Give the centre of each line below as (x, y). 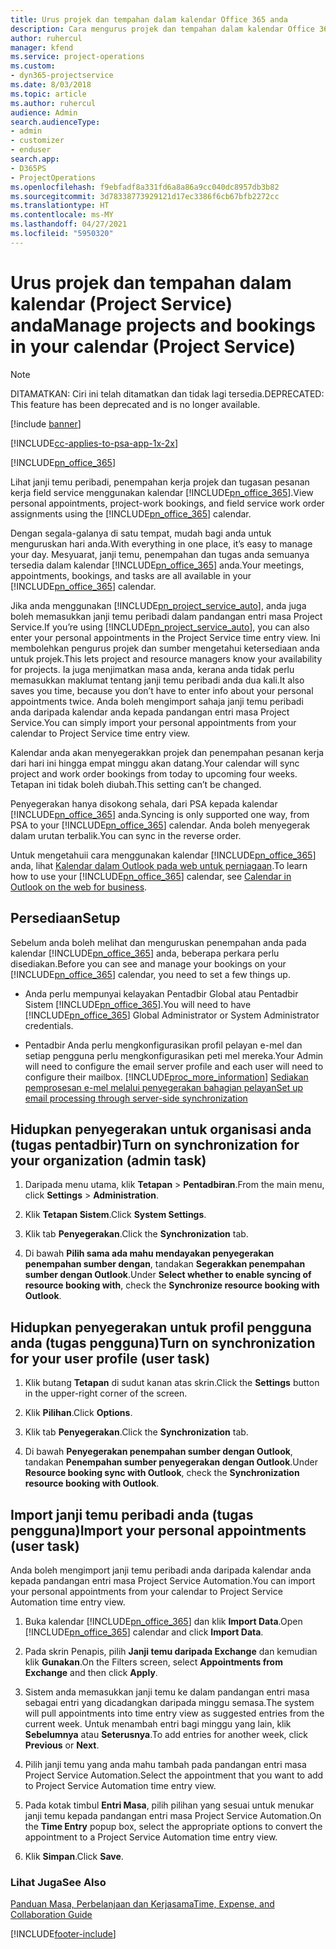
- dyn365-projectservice (62, 76)
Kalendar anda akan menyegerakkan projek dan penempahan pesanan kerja (167, 752)
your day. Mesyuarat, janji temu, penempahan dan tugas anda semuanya (160, 554)
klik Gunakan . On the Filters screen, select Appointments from (153, 1662)
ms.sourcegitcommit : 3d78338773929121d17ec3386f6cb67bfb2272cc (145, 196)
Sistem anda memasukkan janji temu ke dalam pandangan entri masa (167, 1692)
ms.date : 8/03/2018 (51, 85)
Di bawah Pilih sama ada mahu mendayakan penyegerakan (149, 1253)
